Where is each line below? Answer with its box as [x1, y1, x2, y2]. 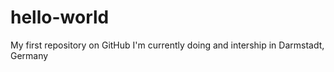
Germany [10, 49, 49, 61]
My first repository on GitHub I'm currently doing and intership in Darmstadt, [10, 39, 325, 51]
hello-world [10, 6, 110, 29]
